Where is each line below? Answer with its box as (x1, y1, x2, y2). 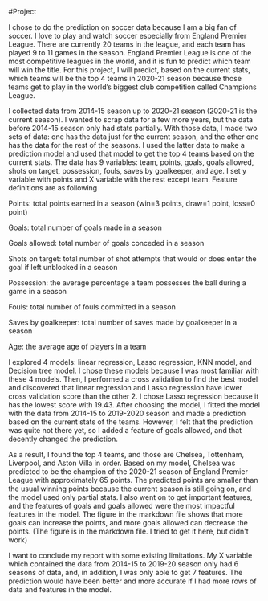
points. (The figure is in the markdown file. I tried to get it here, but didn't (8, 526, 249, 536)
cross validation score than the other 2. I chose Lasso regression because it (8, 391, 259, 401)
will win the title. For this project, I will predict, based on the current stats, (8, 65, 250, 75)
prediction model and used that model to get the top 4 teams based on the (8, 149, 254, 158)
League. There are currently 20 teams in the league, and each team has (8, 39, 246, 49)
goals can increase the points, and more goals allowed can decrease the (8, 518, 249, 527)
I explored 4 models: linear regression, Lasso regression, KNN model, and (8, 358, 253, 366)
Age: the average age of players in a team (8, 341, 147, 351)
